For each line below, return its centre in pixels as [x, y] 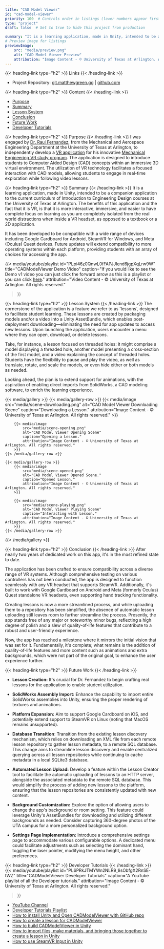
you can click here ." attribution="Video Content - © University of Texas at [79, 279]
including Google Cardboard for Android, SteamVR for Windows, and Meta [80, 239]
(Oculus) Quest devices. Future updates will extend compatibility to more [78, 244]
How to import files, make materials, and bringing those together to [80, 931]
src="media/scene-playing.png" [54, 505]
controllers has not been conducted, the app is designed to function [73, 580]
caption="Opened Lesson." [49, 480]
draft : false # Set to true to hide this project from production [75, 28]
